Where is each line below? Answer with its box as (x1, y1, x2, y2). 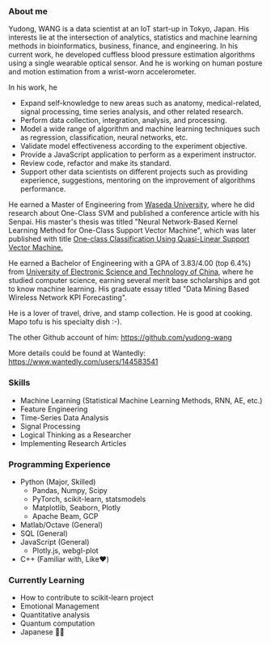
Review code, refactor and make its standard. (19, 158, 171, 168)
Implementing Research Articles (19, 438, 127, 448)
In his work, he (8, 82, 58, 92)
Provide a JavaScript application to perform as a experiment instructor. (19, 150, 256, 159)
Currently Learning (8, 574, 85, 585)
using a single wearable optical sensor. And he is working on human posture (8, 58, 263, 68)
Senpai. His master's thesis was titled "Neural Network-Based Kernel (8, 217, 239, 227)
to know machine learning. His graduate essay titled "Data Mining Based (8, 285, 249, 294)
